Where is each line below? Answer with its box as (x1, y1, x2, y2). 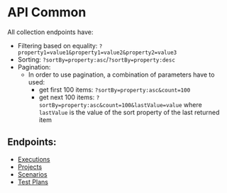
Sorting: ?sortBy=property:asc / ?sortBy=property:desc (17, 55, 176, 64)
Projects (17, 162, 43, 171)
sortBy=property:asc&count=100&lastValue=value (38, 101, 182, 109)
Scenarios (17, 170, 48, 178)
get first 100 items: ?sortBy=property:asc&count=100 (38, 85, 191, 94)
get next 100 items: (38, 93, 95, 101)
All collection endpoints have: (7, 28, 94, 36)
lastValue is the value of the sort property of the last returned (38, 108, 220, 116)
